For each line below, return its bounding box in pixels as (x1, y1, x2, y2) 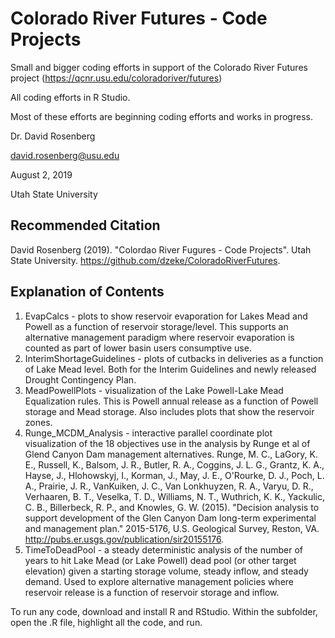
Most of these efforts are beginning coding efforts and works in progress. (10, 110, 313, 122)
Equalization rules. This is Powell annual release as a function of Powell (24, 395, 319, 407)
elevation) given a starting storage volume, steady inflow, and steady (24, 565, 309, 577)
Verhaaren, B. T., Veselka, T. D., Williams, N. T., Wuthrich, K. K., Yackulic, (24, 490, 325, 502)
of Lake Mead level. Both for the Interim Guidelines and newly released (24, 363, 317, 375)
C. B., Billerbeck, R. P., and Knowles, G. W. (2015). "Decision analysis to (24, 501, 320, 513)
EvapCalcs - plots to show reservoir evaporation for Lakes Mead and (24, 310, 308, 322)
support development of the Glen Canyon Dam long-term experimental (24, 512, 317, 524)
